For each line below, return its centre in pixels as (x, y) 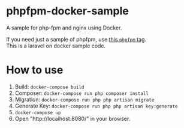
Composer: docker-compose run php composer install (82, 93)
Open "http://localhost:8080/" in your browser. (73, 118)
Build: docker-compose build (49, 87)
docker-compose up (38, 112)
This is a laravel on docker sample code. (56, 46)
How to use (35, 70)
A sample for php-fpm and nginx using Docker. (64, 28)
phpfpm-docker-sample (67, 11)
